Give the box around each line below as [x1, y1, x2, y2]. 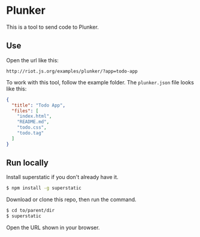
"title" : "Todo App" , [11, 102, 66, 108]
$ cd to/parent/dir [6, 208, 55, 214]
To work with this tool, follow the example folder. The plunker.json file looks [6, 78, 195, 86]
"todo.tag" [17, 130, 44, 136]
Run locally [6, 158, 49, 168]
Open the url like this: [6, 56, 59, 63]
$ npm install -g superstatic [6, 185, 82, 192]
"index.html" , [17, 113, 52, 120]
